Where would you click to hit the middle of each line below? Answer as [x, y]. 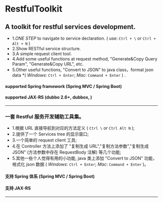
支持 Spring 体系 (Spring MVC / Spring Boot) [50, 176]
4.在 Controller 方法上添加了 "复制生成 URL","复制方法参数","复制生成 [80, 146]
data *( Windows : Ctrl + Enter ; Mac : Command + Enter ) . [69, 75]
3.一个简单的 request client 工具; [44, 140]
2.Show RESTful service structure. [46, 49]
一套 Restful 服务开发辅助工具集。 [45, 116]
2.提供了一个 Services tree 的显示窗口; [50, 134]
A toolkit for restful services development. [70, 27]
